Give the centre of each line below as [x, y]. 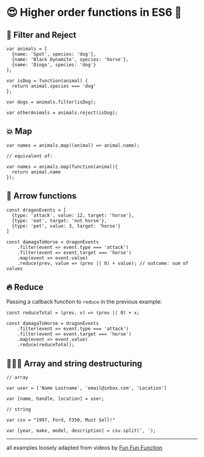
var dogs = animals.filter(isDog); [51, 102]
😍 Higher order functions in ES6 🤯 [94, 12]
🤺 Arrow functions [42, 196]
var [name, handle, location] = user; [55, 399]
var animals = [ [27, 49]
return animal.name [36, 172]
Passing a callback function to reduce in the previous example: [84, 302]
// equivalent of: [29, 156]
